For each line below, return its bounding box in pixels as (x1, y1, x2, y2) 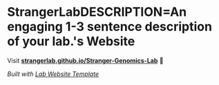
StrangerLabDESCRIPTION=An (7, 4, 187, 20)
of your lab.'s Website (7, 34, 135, 49)
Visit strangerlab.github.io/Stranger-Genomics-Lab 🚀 (7, 56, 164, 64)
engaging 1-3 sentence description (7, 19, 213, 35)
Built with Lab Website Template (7, 70, 99, 78)
